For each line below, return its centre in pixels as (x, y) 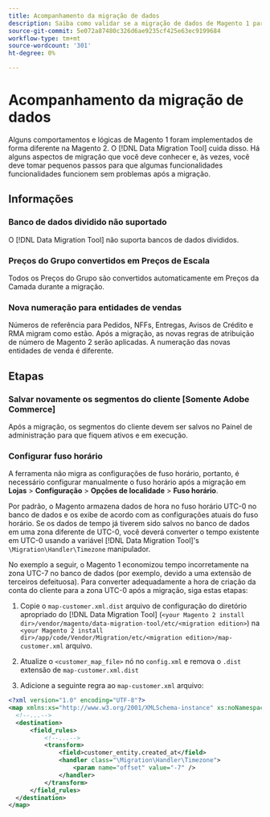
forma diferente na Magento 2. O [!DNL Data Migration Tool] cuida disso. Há (134, 148)
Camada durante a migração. (56, 286)
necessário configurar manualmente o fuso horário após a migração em (127, 482)
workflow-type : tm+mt (45, 38)
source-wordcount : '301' (50, 46)
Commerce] (32, 409)
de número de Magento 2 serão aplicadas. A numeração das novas (119, 342)
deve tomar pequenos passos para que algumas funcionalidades (116, 165)
